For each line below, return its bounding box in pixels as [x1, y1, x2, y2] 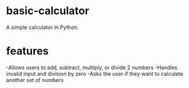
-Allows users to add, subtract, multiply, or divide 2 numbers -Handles [6, 64, 178, 71]
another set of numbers [6, 76, 64, 83]
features [6, 44, 49, 58]
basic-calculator [6, 4, 89, 18]
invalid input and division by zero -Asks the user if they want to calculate [6, 70, 184, 77]
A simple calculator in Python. [6, 24, 79, 31]
